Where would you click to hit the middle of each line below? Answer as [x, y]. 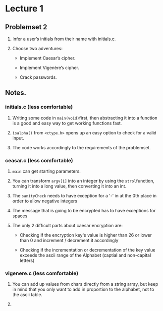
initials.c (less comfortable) [39, 107]
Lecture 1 [24, 9]
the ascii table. [27, 295]
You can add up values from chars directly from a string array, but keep [85, 284]
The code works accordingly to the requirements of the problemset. [81, 147]
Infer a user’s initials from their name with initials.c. [64, 39]
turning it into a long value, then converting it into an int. [69, 186]
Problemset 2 [26, 27]
